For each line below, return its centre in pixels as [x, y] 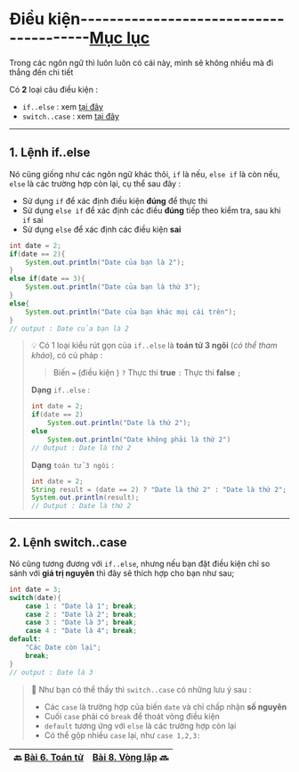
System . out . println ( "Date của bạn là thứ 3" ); [113, 287]
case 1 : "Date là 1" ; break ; [81, 606]
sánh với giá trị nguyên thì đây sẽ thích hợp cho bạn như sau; [122, 573]
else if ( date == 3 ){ [48, 279]
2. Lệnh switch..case [68, 542]
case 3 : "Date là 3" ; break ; [81, 623]
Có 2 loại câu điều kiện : [53, 89]
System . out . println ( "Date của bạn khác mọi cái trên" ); [131, 312]
